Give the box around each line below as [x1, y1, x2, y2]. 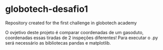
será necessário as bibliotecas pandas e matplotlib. [5, 40, 111, 46]
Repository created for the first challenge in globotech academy [5, 20, 137, 26]
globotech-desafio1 [5, 3, 88, 15]
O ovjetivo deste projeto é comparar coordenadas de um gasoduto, [5, 29, 144, 35]
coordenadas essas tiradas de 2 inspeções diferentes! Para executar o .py [5, 35, 158, 41]
